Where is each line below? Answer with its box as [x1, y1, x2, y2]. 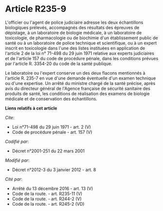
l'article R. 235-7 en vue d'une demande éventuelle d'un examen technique [5, 75, 156, 81]
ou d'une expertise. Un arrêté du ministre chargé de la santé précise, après [5, 80, 156, 86]
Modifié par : [5, 157, 30, 163]
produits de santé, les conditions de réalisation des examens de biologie [5, 91, 150, 97]
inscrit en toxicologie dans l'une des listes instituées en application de [5, 45, 145, 51]
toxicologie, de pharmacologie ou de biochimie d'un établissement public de [5, 35, 158, 41]
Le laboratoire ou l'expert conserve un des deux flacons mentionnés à [5, 70, 145, 76]
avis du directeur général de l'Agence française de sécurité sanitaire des [5, 85, 151, 91]
